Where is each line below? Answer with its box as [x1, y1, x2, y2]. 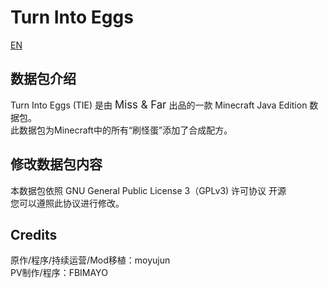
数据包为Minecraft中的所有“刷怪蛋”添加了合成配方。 [18, 124, 233, 136]
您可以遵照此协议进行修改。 [10, 197, 125, 209]
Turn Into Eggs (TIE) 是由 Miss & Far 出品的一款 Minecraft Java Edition [10, 97, 308, 111]
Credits [10, 226, 58, 243]
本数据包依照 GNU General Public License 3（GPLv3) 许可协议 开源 [10, 184, 287, 196]
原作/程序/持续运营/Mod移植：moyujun [10, 254, 171, 266]
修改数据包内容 [10, 156, 103, 173]
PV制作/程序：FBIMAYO [10, 267, 108, 279]
